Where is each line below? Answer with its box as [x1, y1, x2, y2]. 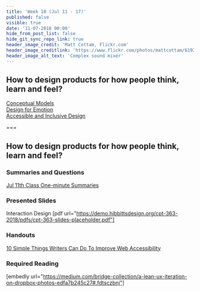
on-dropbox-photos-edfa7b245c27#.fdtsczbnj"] [6, 280, 125, 287]
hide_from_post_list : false [6, 31, 76, 37]
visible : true [6, 20, 42, 26]
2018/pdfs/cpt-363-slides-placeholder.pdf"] [6, 216, 115, 223]
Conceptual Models [6, 100, 55, 107]
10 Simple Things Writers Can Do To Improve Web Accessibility [6, 245, 161, 252]
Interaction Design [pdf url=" [6, 210, 77, 217]
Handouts [6, 231, 36, 239]
